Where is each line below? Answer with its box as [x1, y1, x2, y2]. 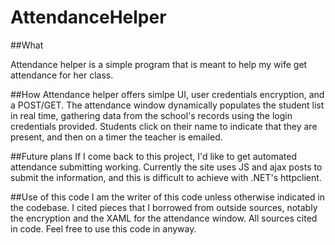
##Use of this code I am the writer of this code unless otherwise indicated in [10, 191, 326, 203]
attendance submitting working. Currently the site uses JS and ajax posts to [10, 161, 323, 173]
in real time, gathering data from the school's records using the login [10, 109, 293, 121]
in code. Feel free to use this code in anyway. [10, 222, 197, 235]
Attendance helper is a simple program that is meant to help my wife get [10, 58, 308, 70]
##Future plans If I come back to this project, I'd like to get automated [10, 150, 298, 162]
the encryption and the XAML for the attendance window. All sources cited [10, 212, 318, 224]
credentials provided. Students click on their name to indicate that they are [10, 120, 318, 132]
